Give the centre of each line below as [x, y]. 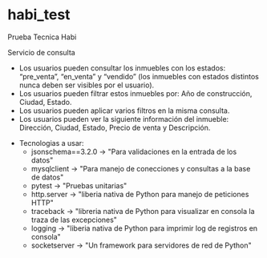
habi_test [39, 15]
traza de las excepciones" [74, 220]
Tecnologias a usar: [52, 143]
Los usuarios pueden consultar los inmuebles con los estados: [122, 68]
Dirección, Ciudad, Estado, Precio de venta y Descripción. [115, 127]
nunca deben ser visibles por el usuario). [87, 85]
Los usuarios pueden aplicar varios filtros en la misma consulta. [124, 111]
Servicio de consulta [41, 52]
